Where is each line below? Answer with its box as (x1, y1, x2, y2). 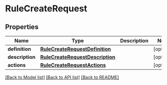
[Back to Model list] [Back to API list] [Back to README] (5, 75, 119, 80)
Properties (5, 23, 39, 31)
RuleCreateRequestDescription (40, 54, 116, 60)
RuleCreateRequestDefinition (40, 45, 111, 52)
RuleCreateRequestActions (40, 62, 106, 68)
